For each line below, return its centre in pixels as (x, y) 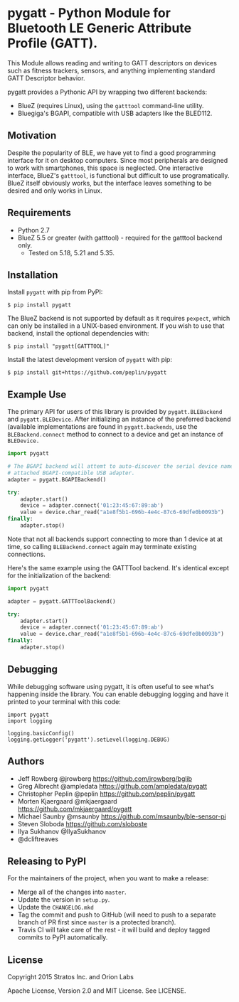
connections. (27, 554)
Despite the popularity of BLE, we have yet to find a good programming (112, 153)
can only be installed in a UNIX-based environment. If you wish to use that (116, 326)
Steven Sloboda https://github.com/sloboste (83, 824)
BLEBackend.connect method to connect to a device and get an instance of (116, 435)
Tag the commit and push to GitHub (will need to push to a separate (117, 915)
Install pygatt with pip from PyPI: (55, 292)
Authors (26, 761)
